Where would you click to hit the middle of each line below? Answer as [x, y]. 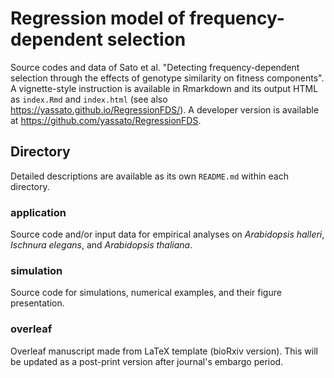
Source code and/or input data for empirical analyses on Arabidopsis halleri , [167, 234]
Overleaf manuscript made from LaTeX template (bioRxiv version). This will [164, 351]
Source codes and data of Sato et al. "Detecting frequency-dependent [155, 67]
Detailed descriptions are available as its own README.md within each [149, 176]
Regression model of [98, 18]
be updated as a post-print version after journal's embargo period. [147, 361]
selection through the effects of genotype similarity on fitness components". [167, 78]
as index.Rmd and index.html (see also [89, 99]
